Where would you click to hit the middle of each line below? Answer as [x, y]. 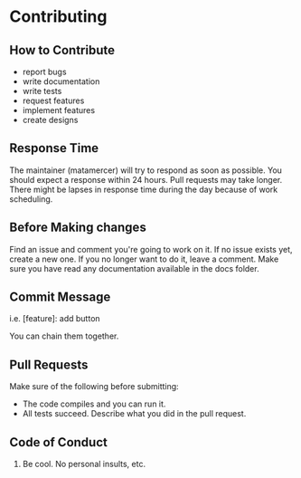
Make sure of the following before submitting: [94, 387]
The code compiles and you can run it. [94, 404]
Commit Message [60, 297]
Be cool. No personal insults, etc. [84, 464]
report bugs [44, 72]
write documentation [61, 81]
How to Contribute [62, 50]
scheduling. [31, 199]
